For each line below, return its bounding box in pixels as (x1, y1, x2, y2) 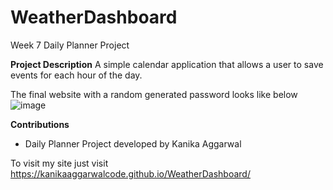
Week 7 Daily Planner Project (10, 39, 130, 51)
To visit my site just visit (10, 157, 109, 169)
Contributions (10, 118, 70, 130)
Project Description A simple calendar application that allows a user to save (10, 58, 324, 70)
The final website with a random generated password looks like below (10, 88, 298, 100)
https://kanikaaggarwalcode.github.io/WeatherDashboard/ (10, 167, 251, 180)
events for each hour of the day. (10, 69, 143, 81)
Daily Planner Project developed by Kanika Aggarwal (24, 137, 242, 150)
